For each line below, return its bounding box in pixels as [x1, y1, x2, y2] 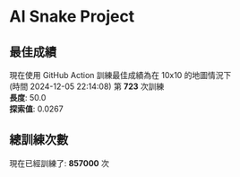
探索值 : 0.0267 [9, 103, 64, 114]
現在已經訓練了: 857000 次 [9, 157, 109, 168]
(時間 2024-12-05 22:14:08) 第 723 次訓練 [9, 81, 165, 92]
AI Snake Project [9, 6, 135, 27]
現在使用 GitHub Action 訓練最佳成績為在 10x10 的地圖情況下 [9, 70, 232, 80]
